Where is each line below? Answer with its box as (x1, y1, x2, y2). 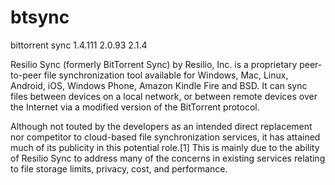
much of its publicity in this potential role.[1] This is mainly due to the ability (10, 141, 320, 153)
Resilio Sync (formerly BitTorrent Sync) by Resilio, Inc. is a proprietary (10, 58, 298, 70)
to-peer (10, 69, 42, 81)
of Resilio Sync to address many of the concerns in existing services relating (10, 152, 326, 164)
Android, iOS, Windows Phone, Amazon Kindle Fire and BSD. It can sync (10, 79, 308, 91)
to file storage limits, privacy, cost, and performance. (10, 162, 228, 175)
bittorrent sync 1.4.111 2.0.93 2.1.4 (10, 39, 148, 51)
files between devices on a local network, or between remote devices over (10, 90, 318, 102)
